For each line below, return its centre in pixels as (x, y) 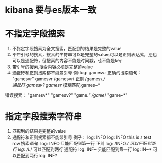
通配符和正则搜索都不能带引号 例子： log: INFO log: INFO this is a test (82, 137)
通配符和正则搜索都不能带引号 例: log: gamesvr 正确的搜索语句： (77, 73)
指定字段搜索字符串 (44, 117)
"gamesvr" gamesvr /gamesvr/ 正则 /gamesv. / (59, 79)
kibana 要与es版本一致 (51, 10)
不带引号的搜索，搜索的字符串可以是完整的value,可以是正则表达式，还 (82, 54)
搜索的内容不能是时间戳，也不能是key (84, 61)
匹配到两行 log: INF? (37, 156)
